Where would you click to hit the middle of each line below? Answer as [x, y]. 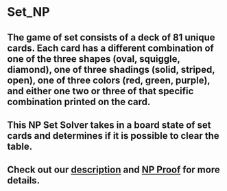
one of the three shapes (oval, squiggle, [94, 59]
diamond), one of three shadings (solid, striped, [111, 69]
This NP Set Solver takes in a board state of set [109, 125]
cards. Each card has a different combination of [110, 48]
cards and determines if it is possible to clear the [113, 136]
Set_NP [28, 12]
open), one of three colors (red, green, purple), [109, 80]
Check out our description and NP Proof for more [114, 170]
